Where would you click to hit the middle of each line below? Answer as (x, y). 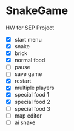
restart (23, 81)
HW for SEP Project (30, 28)
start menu (28, 39)
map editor (28, 115)
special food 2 (32, 102)
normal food (30, 60)
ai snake (25, 122)
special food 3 (32, 108)
